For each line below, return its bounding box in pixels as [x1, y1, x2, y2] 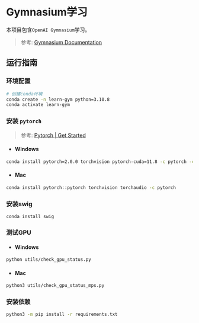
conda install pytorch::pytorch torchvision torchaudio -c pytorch [6, 184, 176, 190]
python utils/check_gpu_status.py [6, 257, 92, 263]
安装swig [6, 200, 33, 208]
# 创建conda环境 [6, 91, 43, 97]
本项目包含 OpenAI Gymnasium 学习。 [6, 26, 91, 33]
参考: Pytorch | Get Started [20, 132, 86, 139]
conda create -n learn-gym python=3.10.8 [6, 96, 110, 103]
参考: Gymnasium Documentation [20, 39, 102, 46]
